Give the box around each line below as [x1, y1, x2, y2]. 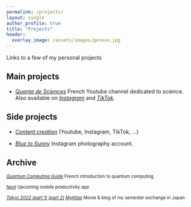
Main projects [6, 71, 59, 82]
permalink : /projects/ [6, 9, 64, 15]
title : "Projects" [6, 26, 53, 32]
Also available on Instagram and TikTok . [15, 94, 115, 101]
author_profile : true [6, 20, 61, 26]
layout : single [6, 15, 45, 21]
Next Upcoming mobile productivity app [6, 184, 90, 191]
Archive [6, 158, 37, 168]
